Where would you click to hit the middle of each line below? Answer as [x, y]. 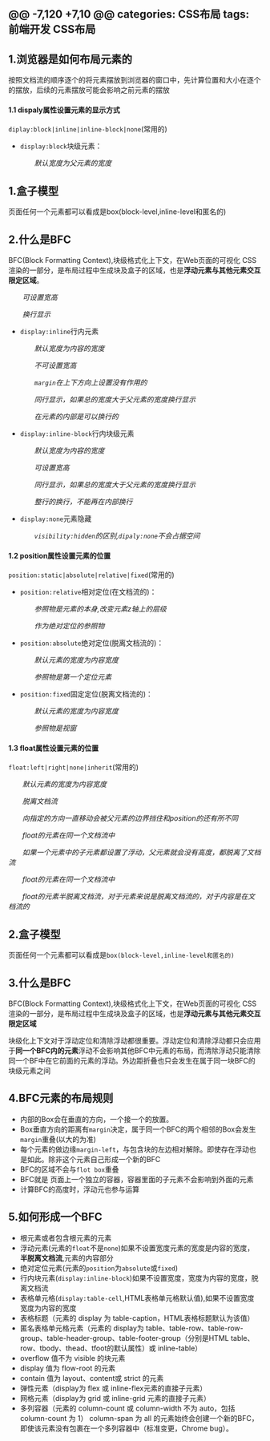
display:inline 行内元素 [59, 332]
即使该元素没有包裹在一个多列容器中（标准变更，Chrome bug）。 [127, 1428]
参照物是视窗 [55, 729]
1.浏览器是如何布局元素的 [71, 59]
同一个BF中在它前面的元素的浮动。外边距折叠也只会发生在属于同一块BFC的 [132, 1061]
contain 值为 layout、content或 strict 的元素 [92, 1378]
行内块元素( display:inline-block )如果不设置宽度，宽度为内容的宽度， [136, 1278]
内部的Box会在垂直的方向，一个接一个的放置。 [97, 1119]
